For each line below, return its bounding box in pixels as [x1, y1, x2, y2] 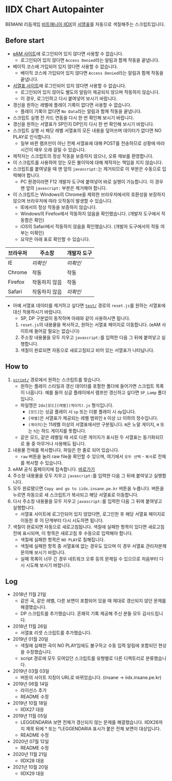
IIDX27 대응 [20, 706, 45, 712]
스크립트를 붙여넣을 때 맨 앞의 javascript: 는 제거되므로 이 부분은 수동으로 [12, 165, 161, 172]
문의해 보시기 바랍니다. [20, 549, 66, 555]
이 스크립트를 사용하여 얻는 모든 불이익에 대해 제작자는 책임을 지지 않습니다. [12, 159, 163, 165]
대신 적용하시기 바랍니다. [12, 309, 62, 315]
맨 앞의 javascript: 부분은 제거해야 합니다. [20, 185, 107, 191]
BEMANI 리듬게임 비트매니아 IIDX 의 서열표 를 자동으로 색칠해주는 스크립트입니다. [5, 21, 165, 27]
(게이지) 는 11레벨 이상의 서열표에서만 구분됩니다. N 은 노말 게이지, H [28, 421, 160, 427]
